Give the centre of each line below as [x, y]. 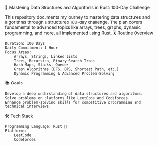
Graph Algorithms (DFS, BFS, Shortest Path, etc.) [67, 69]
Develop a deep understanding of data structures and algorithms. [74, 94]
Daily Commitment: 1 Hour [31, 48]
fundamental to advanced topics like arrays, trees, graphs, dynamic [73, 27]
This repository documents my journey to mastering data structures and [78, 17]
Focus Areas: [18, 52]
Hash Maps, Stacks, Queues [41, 65]
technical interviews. [28, 106]
